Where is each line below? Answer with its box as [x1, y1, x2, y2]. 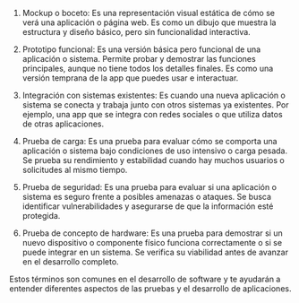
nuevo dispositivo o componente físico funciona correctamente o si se [21, 238, 283, 247]
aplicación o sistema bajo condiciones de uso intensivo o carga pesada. [21, 145, 288, 156]
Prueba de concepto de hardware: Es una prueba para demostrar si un [21, 228, 284, 238]
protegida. [21, 211, 61, 221]
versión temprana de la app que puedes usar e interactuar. [21, 73, 239, 83]
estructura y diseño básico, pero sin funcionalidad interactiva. [21, 27, 251, 37]
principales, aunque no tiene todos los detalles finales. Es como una [21, 63, 274, 74]
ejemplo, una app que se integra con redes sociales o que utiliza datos [21, 109, 284, 119]
